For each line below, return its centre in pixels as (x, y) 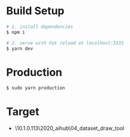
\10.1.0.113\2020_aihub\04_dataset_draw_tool (69, 128)
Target (23, 112)
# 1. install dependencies (40, 27)
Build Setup (35, 11)
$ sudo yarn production (36, 88)
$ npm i (16, 32)
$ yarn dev (20, 49)
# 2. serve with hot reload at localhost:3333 (65, 43)
